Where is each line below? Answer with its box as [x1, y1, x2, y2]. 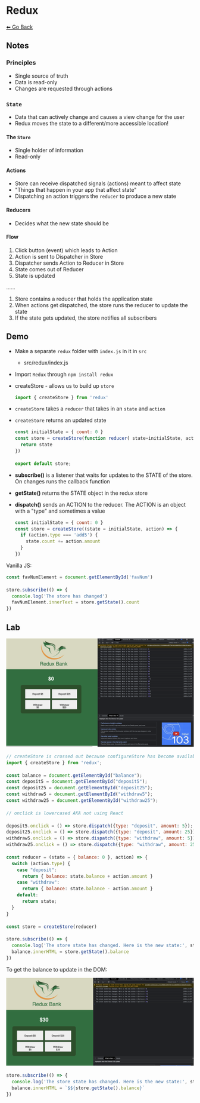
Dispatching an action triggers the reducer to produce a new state [14, 192, 177, 200]
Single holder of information [14, 147, 84, 154]
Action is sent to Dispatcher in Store [14, 253, 104, 260]
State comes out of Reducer [14, 265, 84, 272]
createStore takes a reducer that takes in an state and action [14, 405, 165, 412]
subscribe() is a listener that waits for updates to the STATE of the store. [14, 471, 193, 479]
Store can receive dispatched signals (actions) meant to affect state [14, 180, 182, 187]
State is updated [14, 272, 55, 279]
